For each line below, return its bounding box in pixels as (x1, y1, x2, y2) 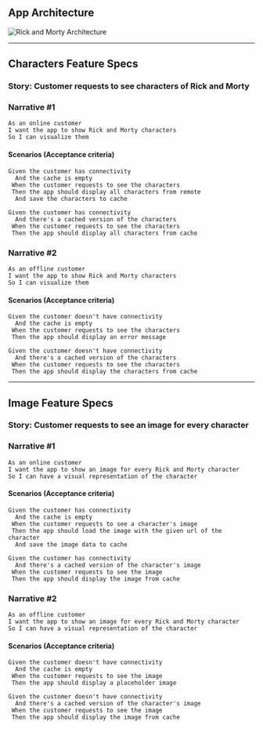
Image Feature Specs (8, 396, 113, 410)
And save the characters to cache (15, 195, 128, 202)
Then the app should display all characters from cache (11, 229, 198, 237)
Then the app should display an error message (11, 334, 167, 341)
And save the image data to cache (15, 541, 128, 549)
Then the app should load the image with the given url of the (11, 527, 222, 534)
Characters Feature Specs (8, 57, 139, 71)
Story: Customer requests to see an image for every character (8, 420, 249, 431)
